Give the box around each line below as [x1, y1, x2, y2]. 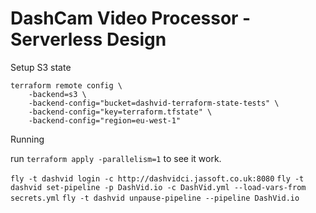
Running [10, 133, 45, 145]
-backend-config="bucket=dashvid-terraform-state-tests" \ [28, 98, 280, 108]
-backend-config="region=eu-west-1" [28, 115, 182, 126]
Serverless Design [10, 28, 167, 51]
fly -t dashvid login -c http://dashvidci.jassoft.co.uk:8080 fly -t [10, 173, 305, 184]
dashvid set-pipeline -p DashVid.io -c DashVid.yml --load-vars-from [10, 182, 307, 192]
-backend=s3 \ [28, 89, 87, 99]
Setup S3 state [10, 61, 72, 73]
